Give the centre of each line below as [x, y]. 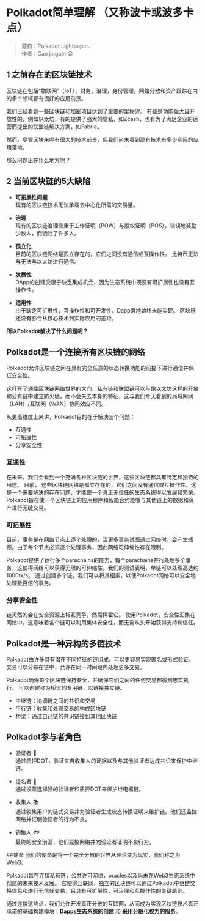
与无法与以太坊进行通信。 [47, 261]
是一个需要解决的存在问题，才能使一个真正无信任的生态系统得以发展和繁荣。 [103, 492]
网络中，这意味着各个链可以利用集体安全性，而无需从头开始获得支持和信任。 [103, 623]
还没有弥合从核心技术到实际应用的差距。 [66, 318]
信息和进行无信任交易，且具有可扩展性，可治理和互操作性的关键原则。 [99, 890]
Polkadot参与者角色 [44, 737]
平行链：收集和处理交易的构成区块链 [61, 708]
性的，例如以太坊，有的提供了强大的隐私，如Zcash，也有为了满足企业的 [102, 119]
